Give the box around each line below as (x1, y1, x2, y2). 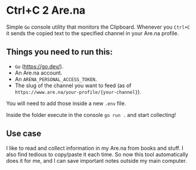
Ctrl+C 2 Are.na (6, 4, 86, 17)
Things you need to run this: (6, 47, 113, 57)
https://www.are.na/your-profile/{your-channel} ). (14, 88, 142, 95)
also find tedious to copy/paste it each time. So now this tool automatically (6, 150, 189, 158)
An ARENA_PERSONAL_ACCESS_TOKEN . (14, 75, 97, 82)
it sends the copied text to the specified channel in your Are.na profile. (6, 29, 179, 36)
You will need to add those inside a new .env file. (6, 100, 126, 107)
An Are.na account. (14, 69, 63, 76)
